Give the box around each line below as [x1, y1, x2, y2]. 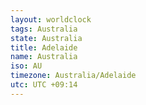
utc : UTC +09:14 [10, 80, 78, 90]
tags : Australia [10, 24, 78, 34]
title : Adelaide [10, 42, 78, 53]
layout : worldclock [10, 14, 92, 25]
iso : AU [10, 61, 43, 71]
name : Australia [10, 52, 78, 62]
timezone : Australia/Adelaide [10, 71, 137, 81]
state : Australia [10, 33, 83, 43]
